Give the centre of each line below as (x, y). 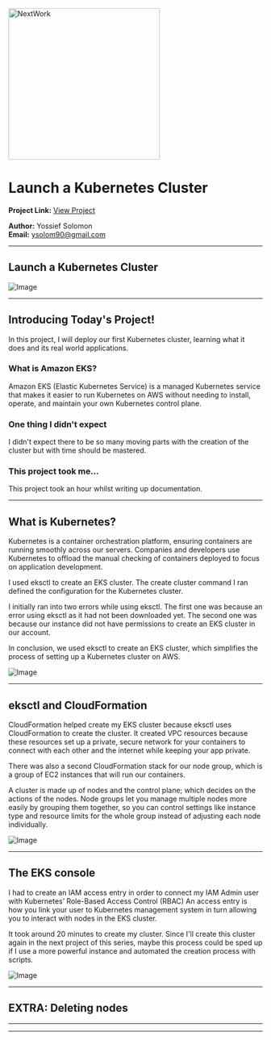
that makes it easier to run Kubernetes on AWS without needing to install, (130, 395)
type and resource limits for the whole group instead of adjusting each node (135, 816)
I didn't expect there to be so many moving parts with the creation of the (129, 442)
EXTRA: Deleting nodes (68, 1008)
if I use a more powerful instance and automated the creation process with (132, 950)
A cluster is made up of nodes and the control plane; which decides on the (132, 791)
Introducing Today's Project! (81, 320)
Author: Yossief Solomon (50, 226)
